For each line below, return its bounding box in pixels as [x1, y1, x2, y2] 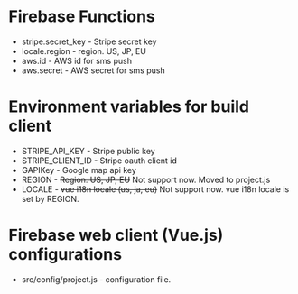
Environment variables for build [8, 96, 250, 117]
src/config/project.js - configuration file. [21, 273, 172, 285]
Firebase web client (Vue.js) [8, 225, 224, 245]
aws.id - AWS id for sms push [21, 55, 133, 66]
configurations [8, 244, 123, 265]
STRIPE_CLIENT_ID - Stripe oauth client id [21, 155, 178, 166]
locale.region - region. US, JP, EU [21, 45, 146, 56]
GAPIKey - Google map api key [21, 164, 137, 175]
